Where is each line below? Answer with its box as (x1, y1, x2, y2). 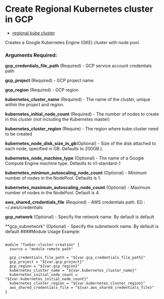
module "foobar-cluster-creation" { (5, 242, 80, 248)
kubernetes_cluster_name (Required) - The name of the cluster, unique (5, 96, 151, 102)
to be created (5, 131, 32, 137)
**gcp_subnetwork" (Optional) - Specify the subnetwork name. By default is (5, 224, 159, 230)
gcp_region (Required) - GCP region (5, 87, 79, 93)
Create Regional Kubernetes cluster (5, 3, 153, 15)
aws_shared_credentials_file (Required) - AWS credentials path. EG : (5, 199, 145, 205)
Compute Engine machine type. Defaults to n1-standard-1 (5, 161, 121, 166)
